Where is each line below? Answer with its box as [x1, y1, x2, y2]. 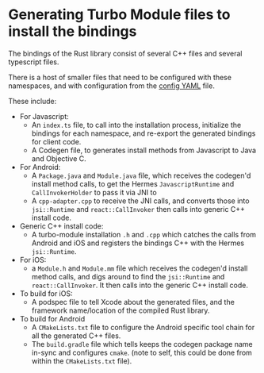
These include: [8, 96, 57, 106]
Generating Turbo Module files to [8, 6, 231, 24]
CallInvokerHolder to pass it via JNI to [31, 187, 157, 197]
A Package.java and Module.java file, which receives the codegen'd [31, 171, 251, 180]
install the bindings [8, 22, 137, 40]
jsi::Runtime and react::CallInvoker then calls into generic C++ [31, 204, 246, 213]
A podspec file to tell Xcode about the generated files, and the [31, 297, 235, 306]
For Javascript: [19, 111, 69, 121]
